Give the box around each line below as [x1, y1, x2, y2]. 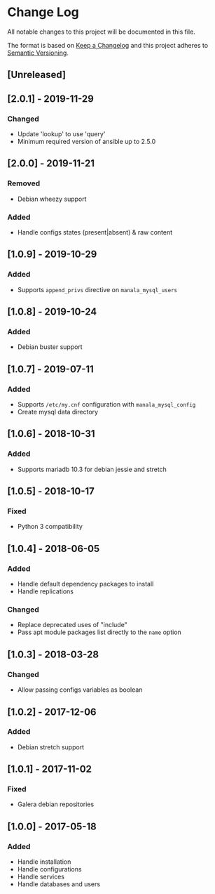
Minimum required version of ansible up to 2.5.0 [17, 138, 156, 146]
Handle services [17, 872, 65, 881]
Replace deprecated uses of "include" [17, 621, 127, 629]
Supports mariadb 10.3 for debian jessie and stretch [17, 465, 167, 473]
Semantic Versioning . [7, 48, 69, 57]
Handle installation [17, 857, 71, 866]
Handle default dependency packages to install [17, 580, 154, 589]
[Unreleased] [7, 69, 67, 81]
